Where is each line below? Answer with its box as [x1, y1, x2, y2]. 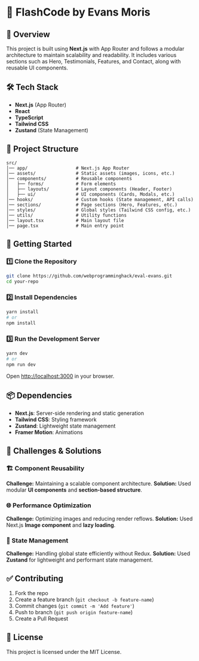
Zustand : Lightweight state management [14, 422, 116, 429]
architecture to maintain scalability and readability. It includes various [6, 51, 177, 59]
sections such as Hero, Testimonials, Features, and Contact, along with [6, 58, 181, 65]
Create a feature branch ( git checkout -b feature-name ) [14, 596, 154, 603]
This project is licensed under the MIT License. [6, 648, 122, 655]
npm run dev [6, 362, 36, 368]
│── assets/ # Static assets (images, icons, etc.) [6, 170, 175, 176]
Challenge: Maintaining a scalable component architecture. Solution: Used [6, 480, 191, 487]
